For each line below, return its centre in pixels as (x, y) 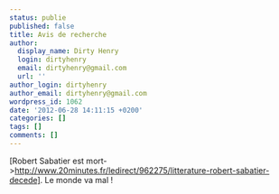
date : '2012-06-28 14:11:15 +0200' (76, 110)
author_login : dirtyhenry (58, 85)
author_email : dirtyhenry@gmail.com (78, 93)
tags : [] (26, 127)
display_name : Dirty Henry (68, 51)
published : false (42, 26)
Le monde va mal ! (79, 180)
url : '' (32, 77)
